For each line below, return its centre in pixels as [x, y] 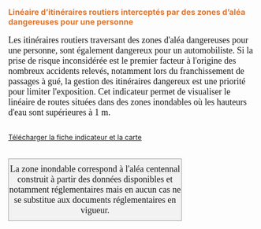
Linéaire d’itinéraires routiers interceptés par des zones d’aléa [127, 12]
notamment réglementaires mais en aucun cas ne [95, 190]
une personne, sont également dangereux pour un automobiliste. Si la [131, 50]
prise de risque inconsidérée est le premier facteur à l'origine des [122, 61]
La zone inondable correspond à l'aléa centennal [95, 169]
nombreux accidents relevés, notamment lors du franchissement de [126, 71]
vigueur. [95, 210]
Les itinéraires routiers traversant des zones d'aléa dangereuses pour [129, 40]
